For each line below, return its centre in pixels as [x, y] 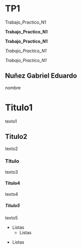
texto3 [11, 172]
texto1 [11, 121]
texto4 [12, 194]
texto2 [11, 149]
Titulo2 [16, 137]
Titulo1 [19, 108]
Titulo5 [13, 205]
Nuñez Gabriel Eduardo [41, 76]
